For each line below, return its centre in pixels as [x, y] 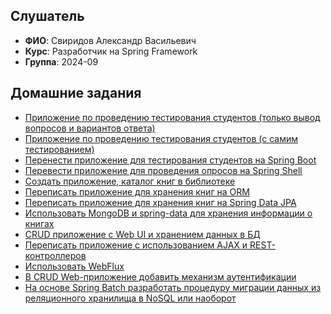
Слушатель [47, 16]
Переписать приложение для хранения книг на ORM [137, 191]
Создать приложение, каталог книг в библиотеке [130, 181]
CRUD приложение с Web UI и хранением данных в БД [142, 234]
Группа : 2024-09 [61, 61]
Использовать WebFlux [74, 266]
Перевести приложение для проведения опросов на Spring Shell [163, 170]
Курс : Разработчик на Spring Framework [111, 51]
